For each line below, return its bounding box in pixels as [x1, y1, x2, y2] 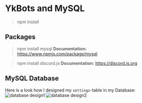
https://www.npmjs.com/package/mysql [17, 51, 98, 57]
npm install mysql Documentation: [17, 45, 87, 51]
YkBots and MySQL [5, 3, 85, 14]
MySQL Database [5, 74, 59, 83]
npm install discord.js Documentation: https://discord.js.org [17, 60, 138, 66]
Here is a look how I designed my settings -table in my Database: [5, 87, 136, 93]
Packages [5, 33, 35, 41]
